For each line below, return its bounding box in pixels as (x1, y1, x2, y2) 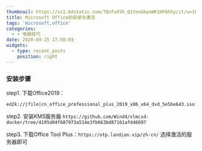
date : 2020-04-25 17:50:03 (6, 37, 74, 43)
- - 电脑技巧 (11, 31, 41, 37)
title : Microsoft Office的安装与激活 (6, 14, 96, 20)
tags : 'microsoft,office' (6, 20, 71, 26)
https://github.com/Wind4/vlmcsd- (63, 114, 149, 120)
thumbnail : (6, 8, 34, 15)
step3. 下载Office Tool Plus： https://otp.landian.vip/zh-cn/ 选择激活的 (6, 131, 187, 138)
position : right (17, 54, 58, 60)
